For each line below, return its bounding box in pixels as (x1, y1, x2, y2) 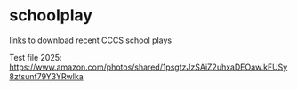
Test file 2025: (9, 52, 62, 62)
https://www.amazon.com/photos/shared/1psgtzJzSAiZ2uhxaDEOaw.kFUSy (9, 61, 288, 72)
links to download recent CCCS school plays (9, 35, 172, 45)
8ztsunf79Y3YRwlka (9, 70, 84, 81)
